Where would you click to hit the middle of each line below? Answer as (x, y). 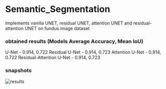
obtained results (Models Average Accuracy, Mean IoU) (74, 41)
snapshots (18, 70)
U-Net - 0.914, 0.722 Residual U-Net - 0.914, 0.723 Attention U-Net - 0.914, (83, 52)
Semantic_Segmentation (58, 9)
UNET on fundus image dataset (57, 28)
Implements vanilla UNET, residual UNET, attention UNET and (69, 23)
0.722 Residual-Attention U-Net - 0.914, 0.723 (53, 57)
